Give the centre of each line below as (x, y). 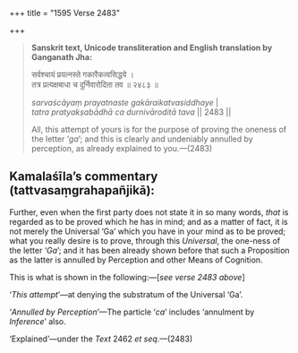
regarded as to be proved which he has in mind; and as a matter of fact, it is (149, 221)
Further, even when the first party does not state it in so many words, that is (149, 212)
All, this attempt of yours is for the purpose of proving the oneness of (159, 129)
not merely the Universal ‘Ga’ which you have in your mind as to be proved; (148, 231)
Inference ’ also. (38, 321)
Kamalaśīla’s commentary (84, 177)
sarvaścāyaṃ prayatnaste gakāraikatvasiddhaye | (125, 103)
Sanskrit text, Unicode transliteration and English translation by (152, 47)
